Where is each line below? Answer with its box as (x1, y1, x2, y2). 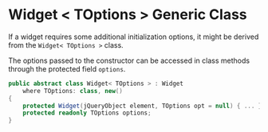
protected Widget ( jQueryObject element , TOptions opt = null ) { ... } (22, 102, 262, 110)
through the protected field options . (8, 64, 126, 73)
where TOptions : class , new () (22, 87, 124, 95)
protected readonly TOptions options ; (22, 109, 152, 117)
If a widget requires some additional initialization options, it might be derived (8, 32, 259, 41)
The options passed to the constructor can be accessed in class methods (8, 56, 250, 65)
